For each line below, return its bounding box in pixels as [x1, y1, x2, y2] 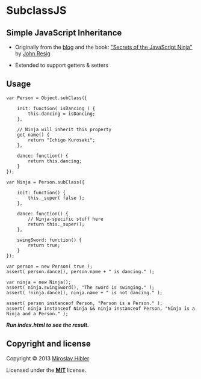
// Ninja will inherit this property [17, 126, 112, 132]
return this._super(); [28, 221, 85, 227]
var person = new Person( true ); [6, 263, 93, 270]
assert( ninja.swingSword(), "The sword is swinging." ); [6, 284, 155, 291]
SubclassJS [6, 4, 67, 17]
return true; [28, 242, 61, 248]
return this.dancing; [28, 158, 82, 164]
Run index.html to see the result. [6, 321, 89, 328]
